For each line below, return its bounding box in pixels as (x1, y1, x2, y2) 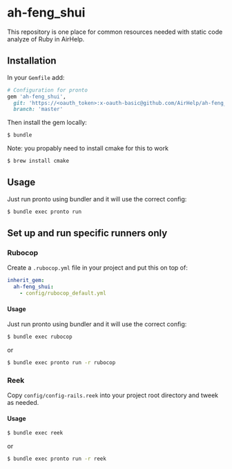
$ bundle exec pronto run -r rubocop (7, 359, 116, 366)
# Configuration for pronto (7, 86, 88, 94)
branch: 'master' (13, 106, 64, 113)
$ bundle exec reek (7, 430, 64, 437)
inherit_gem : (7, 277, 45, 284)
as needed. (7, 399, 39, 407)
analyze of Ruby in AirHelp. (7, 34, 85, 43)
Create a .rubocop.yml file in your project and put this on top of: (7, 263, 188, 272)
